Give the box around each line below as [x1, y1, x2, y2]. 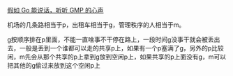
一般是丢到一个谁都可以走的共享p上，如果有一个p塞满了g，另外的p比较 [19, 44, 225, 52]
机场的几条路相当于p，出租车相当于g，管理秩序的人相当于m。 [7, 21, 186, 29]
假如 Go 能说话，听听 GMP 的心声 [7, 6, 104, 14]
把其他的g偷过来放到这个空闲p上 [7, 61, 101, 69]
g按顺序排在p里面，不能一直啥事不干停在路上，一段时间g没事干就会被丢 [7, 35, 214, 44]
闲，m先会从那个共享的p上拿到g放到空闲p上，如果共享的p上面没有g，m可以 [7, 53, 227, 61]
